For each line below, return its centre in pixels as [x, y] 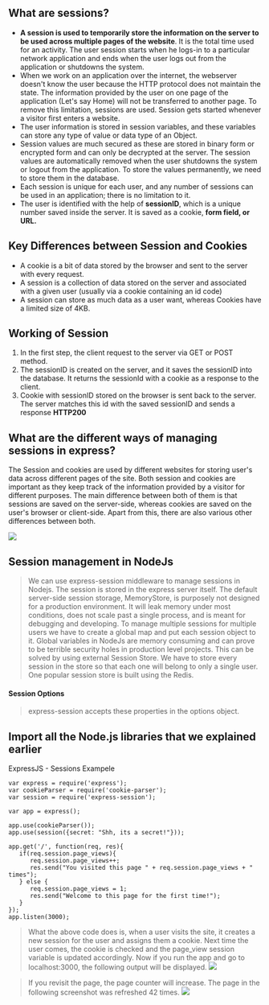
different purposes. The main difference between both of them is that [123, 496]
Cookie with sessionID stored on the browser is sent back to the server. [138, 395]
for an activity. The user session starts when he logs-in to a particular [135, 49]
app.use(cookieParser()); [51, 826]
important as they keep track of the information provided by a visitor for [126, 487]
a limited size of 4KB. [55, 308]
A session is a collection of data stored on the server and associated [133, 282]
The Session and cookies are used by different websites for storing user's [130, 470]
